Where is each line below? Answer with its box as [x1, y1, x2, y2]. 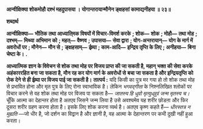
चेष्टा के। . [6, 50, 28, 58]
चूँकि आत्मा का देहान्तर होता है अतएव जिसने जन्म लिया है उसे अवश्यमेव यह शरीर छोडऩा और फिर [6, 97, 188, 104]
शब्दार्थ [6, 18, 19, 25]
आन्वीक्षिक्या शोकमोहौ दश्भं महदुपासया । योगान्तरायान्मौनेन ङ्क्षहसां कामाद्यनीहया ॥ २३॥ [6, 6, 171, 13]
